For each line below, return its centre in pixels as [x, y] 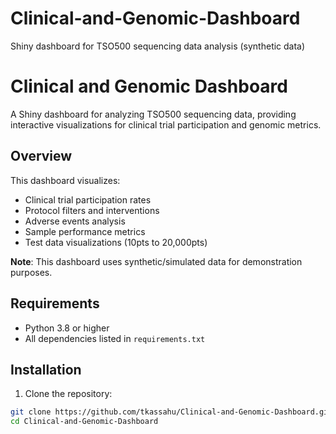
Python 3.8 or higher [67, 328]
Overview [41, 156]
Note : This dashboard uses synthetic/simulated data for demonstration [156, 261]
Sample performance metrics [85, 231]
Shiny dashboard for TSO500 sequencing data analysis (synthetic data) [158, 46]
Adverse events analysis [75, 221]
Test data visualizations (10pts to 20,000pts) [116, 242]
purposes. [31, 272]
